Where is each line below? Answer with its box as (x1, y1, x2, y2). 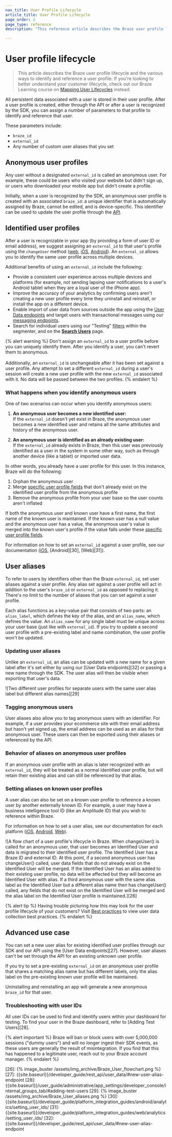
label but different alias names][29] (5, 691, 79, 697)
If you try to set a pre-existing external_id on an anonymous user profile (5, 963, 159, 969)
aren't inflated (12, 500, 42, 506)
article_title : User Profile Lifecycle (5, 12, 91, 17)
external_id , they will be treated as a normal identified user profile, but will (5, 767, 163, 773)
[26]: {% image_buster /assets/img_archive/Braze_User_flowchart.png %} (5, 1066, 161, 1072)
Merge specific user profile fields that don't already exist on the (12, 484, 147, 490)
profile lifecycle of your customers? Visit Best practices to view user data (5, 908, 160, 914)
